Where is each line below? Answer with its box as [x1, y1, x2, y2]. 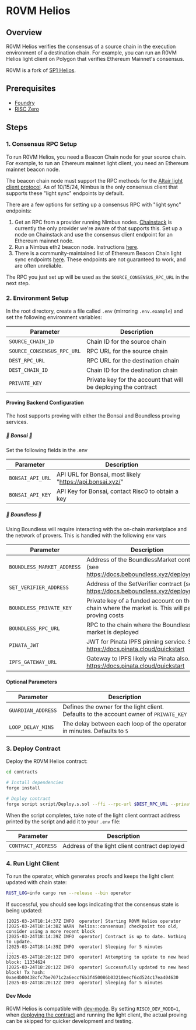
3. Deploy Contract [6, 745, 61, 753]
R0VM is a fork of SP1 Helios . [6, 67, 76, 74]
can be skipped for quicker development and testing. [6, 1018, 133, 1025]
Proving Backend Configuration [6, 399, 85, 406]
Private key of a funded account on [86, 596, 183, 604]
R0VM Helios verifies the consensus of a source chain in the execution [6, 43, 176, 50]
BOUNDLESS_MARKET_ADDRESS [9, 563, 81, 570]
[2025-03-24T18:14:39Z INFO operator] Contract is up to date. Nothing [6, 933, 187, 939]
